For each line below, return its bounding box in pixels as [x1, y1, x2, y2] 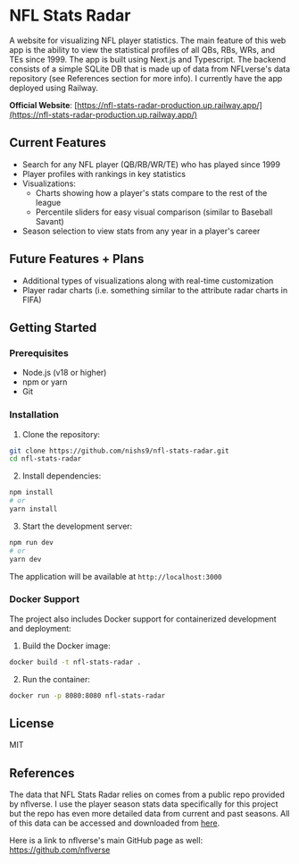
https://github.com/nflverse [9, 844, 111, 855]
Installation [9, 409, 60, 421]
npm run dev [9, 538, 54, 546]
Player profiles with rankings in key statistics [21, 168, 186, 179]
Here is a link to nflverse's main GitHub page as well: [9, 835, 203, 846]
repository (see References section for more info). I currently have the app [9, 72, 283, 83]
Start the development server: [21, 521, 133, 531]
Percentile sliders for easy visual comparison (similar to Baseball [35, 207, 273, 217]
